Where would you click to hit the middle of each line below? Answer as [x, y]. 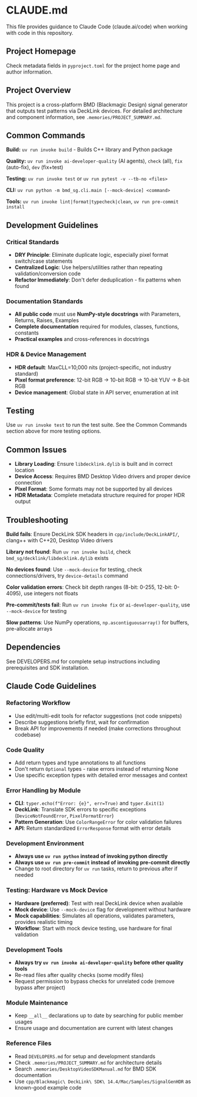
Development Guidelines [52, 225]
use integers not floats [51, 594]
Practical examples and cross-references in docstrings [82, 339]
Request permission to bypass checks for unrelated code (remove [95, 982]
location [24, 470]
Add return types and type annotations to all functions [80, 763]
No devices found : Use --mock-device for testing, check [74, 569]
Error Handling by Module [44, 790]
